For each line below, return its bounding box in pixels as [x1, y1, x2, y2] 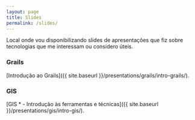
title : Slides [6, 14, 42, 21]
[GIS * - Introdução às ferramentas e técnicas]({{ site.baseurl [6, 100, 159, 107]
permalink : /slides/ [6, 20, 59, 26]
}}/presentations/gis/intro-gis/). [6, 107, 85, 114]
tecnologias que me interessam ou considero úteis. [6, 43, 133, 50]
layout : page [6, 8, 39, 15]
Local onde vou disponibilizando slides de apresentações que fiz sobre [6, 37, 184, 44]
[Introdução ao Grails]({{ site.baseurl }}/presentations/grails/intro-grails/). [6, 72, 190, 79]
